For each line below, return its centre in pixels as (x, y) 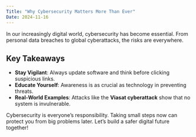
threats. (24, 91)
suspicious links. (35, 79)
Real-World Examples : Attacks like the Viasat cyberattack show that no (102, 98)
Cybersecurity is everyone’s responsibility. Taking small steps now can (92, 115)
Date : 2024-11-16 (27, 17)
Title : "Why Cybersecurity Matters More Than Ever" (71, 11)
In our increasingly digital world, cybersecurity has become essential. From (97, 34)
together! (17, 128)
